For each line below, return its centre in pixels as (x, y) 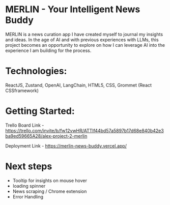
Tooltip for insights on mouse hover (50, 180)
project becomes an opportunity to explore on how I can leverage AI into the (85, 45)
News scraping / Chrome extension (50, 191)
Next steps (29, 166)
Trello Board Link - (25, 125)
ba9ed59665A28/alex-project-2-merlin (46, 136)
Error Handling (28, 196)
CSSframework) (22, 91)
